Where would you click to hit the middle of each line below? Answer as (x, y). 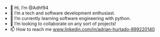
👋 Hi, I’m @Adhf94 (29, 8)
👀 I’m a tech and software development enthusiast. (63, 13)
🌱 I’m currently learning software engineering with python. (70, 18)
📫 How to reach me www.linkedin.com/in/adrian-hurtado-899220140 (82, 29)
